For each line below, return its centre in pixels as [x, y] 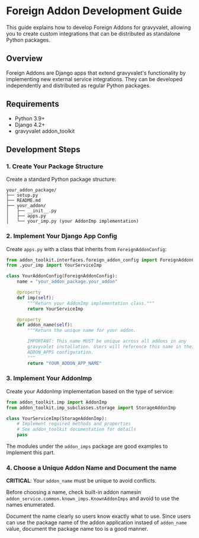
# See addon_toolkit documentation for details [76, 430]
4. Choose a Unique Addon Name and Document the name [92, 468]
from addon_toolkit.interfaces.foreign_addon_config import [82, 260]
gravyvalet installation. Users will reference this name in [105, 347]
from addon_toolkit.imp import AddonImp [57, 402]
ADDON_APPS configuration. [61, 352]
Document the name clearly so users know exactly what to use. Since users [99, 516]
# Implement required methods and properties [74, 424]
